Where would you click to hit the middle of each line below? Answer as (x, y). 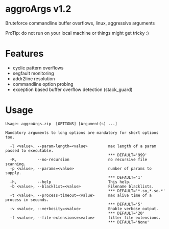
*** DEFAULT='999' (127, 155)
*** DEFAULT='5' (125, 204)
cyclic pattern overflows (38, 67)
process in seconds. (27, 200)
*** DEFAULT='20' (126, 213)
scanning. (16, 164)
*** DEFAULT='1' (125, 177)
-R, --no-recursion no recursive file (78, 159)
